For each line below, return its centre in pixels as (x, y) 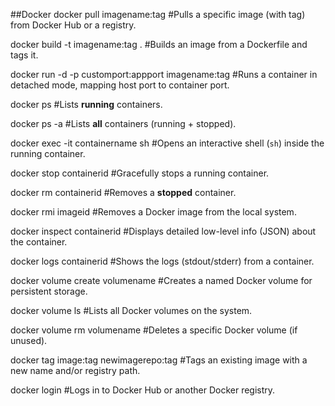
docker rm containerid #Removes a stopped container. (123, 192)
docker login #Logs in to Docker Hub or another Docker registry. (143, 390)
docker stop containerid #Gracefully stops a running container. (140, 173)
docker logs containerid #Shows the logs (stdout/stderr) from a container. (162, 261)
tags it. (24, 55)
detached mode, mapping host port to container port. (120, 85)
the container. (39, 242)
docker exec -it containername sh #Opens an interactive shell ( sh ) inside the (167, 143)
